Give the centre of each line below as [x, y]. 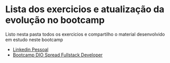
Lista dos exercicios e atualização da [85, 9]
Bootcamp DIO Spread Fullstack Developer [58, 55]
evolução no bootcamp [55, 20]
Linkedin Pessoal [30, 49]
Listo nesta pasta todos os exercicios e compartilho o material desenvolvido [85, 34]
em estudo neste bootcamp [34, 40]
